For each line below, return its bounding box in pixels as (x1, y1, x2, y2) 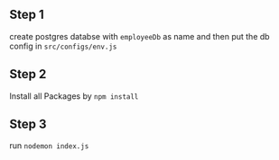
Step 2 (9, 67, 47, 82)
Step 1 (9, 7, 45, 22)
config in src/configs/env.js (9, 40, 117, 51)
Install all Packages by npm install (9, 90, 139, 102)
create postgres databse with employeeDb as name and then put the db (9, 31, 270, 41)
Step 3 (9, 117, 47, 132)
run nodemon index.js (9, 140, 89, 151)
